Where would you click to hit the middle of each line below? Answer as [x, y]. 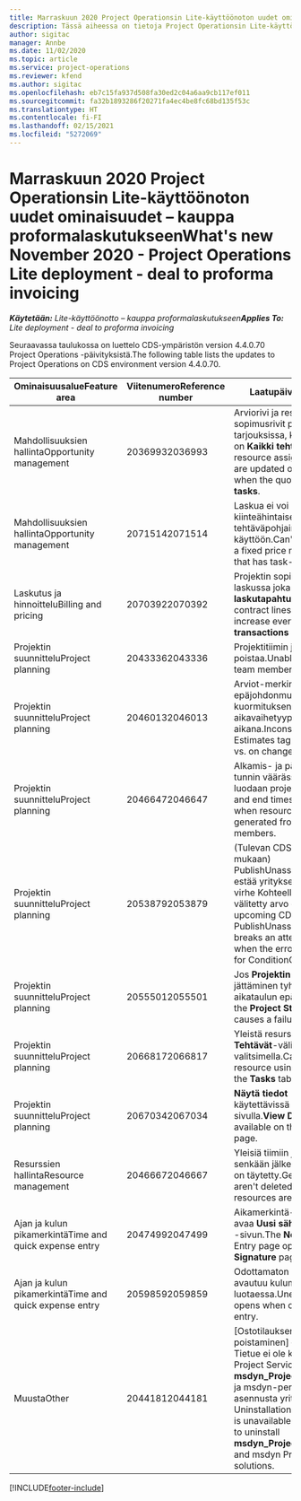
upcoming [255, 914]
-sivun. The [258, 1235]
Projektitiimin [262, 647]
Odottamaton [262, 1271]
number [176, 397]
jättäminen [256, 985]
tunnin [247, 777]
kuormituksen [263, 706]
